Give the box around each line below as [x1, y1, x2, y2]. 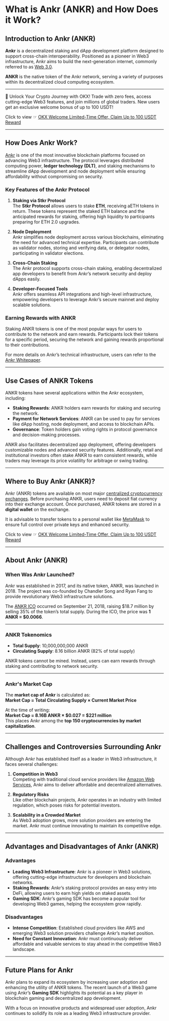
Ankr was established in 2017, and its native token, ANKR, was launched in [5, 583, 159, 589]
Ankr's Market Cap [5, 680, 53, 687]
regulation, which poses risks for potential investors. [12, 802, 121, 808]
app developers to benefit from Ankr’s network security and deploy [12, 271, 152, 277]
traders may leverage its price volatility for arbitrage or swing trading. [5, 458, 149, 464]
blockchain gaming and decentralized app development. [5, 995, 122, 1001]
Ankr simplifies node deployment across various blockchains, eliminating [12, 234, 164, 240]
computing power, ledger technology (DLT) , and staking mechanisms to [5, 162, 155, 168]
